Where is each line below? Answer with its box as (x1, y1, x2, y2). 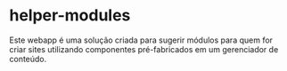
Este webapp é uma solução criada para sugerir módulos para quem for (9, 35, 274, 45)
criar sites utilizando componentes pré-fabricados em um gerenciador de (9, 43, 279, 54)
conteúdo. (9, 53, 47, 64)
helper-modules (9, 5, 131, 26)
